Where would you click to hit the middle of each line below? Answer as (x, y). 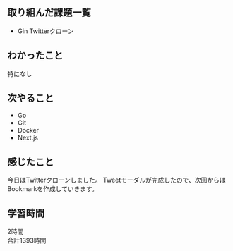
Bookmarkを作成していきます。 (53, 189)
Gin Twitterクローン (46, 31)
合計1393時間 (27, 240)
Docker (28, 130)
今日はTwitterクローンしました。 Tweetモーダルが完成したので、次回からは (116, 180)
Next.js (28, 138)
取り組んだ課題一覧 (49, 13)
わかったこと (35, 55)
